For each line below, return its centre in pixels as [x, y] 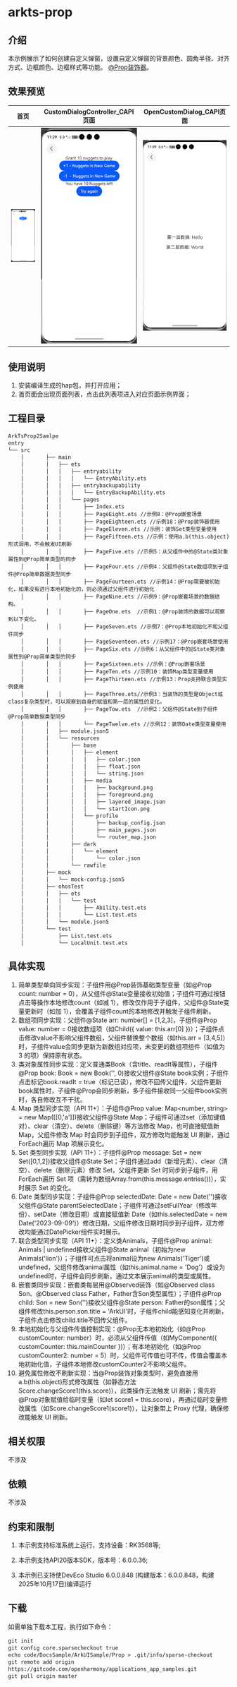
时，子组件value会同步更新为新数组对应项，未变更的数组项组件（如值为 [122, 1046]
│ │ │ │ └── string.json [82, 774]
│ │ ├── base [59, 745]
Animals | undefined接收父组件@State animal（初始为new [102, 1249]
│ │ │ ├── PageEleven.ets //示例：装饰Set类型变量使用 [119, 529]
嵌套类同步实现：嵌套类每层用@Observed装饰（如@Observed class [116, 1285]
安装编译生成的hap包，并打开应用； [70, 385]
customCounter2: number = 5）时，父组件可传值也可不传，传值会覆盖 [120, 1355]
